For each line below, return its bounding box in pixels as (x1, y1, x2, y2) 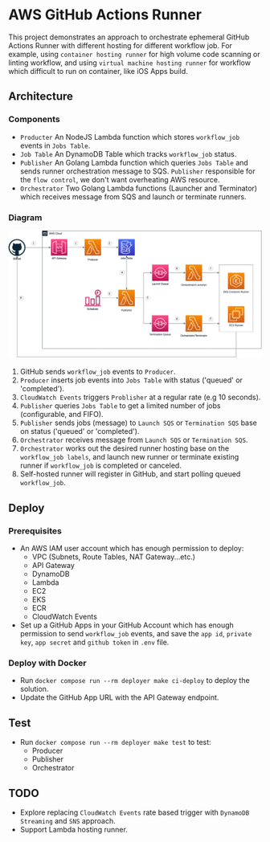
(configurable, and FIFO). (19, 410, 104, 419)
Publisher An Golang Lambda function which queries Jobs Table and (19, 157, 249, 167)
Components (8, 114, 60, 125)
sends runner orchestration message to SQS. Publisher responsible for (19, 166, 256, 176)
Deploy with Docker (8, 657, 87, 668)
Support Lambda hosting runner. (19, 824, 129, 834)
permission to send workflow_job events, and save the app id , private (19, 629, 252, 639)
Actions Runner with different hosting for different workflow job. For (8, 40, 233, 50)
